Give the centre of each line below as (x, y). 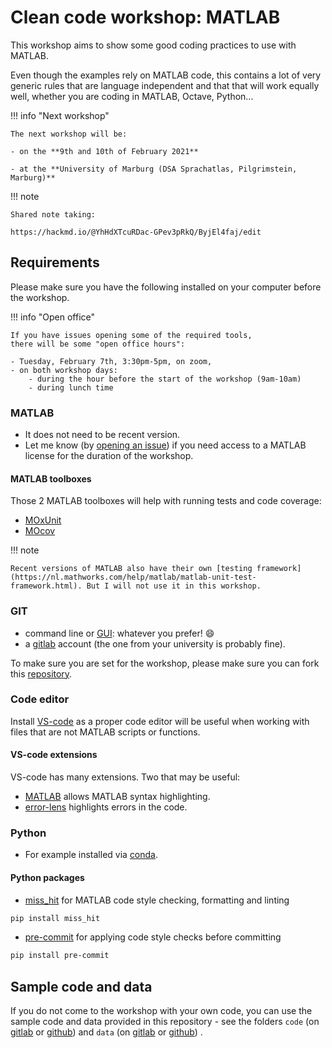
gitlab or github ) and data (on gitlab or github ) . (106, 1032)
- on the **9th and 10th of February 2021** (104, 151)
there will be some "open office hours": (98, 344)
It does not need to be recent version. (102, 435)
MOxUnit (43, 520)
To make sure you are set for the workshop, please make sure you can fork (165, 663)
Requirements (55, 262)
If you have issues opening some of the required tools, (131, 335)
